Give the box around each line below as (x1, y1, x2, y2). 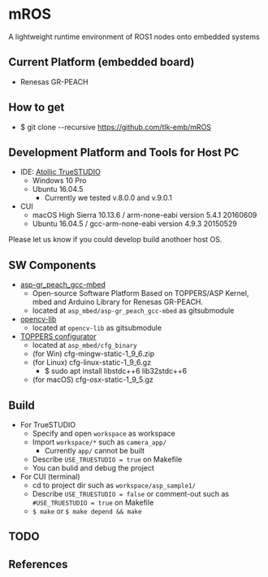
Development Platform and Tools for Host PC (8, 145, 240, 159)
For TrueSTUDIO (19, 420, 76, 429)
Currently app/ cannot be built (44, 446, 145, 455)
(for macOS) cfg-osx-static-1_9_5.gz (32, 375, 154, 384)
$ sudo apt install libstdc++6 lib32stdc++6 (44, 367, 188, 376)
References (8, 557, 68, 571)
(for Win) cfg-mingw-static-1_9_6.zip (32, 349, 155, 358)
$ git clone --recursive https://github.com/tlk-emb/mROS (19, 122, 211, 132)
